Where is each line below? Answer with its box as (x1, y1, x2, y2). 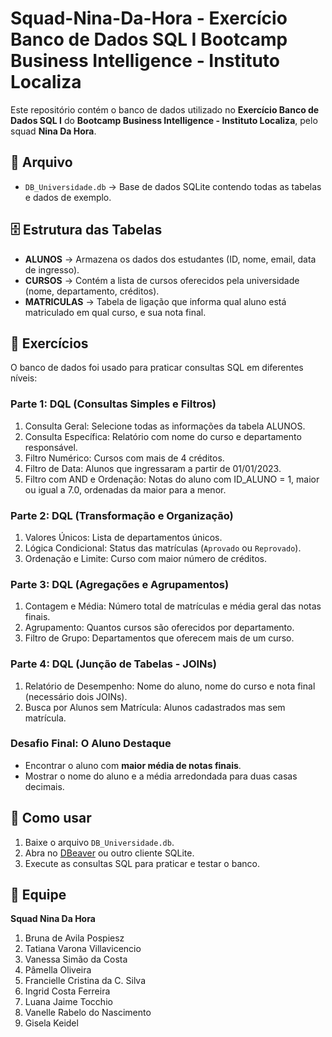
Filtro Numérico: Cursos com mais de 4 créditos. (24, 452, 225, 464)
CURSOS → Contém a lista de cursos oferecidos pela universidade (24, 274, 300, 286)
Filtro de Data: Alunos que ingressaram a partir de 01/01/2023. (24, 462, 282, 474)
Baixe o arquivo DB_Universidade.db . (24, 836, 175, 848)
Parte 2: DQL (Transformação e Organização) (10, 508, 234, 522)
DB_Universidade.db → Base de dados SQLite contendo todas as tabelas (24, 180, 322, 192)
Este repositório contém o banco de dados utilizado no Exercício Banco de (10, 103, 320, 116)
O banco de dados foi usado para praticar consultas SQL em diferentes (10, 362, 304, 374)
